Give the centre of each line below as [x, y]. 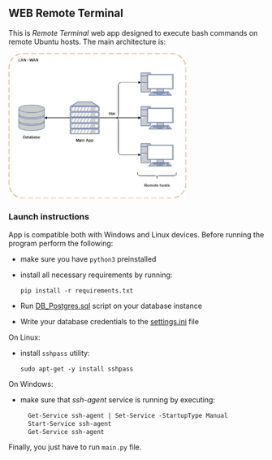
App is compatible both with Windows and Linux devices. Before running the [136, 234]
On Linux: [24, 337]
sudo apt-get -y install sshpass [77, 369]
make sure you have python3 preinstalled [88, 258]
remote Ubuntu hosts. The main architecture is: [87, 41]
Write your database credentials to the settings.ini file [109, 321]
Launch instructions [49, 217]
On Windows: [31, 384]
